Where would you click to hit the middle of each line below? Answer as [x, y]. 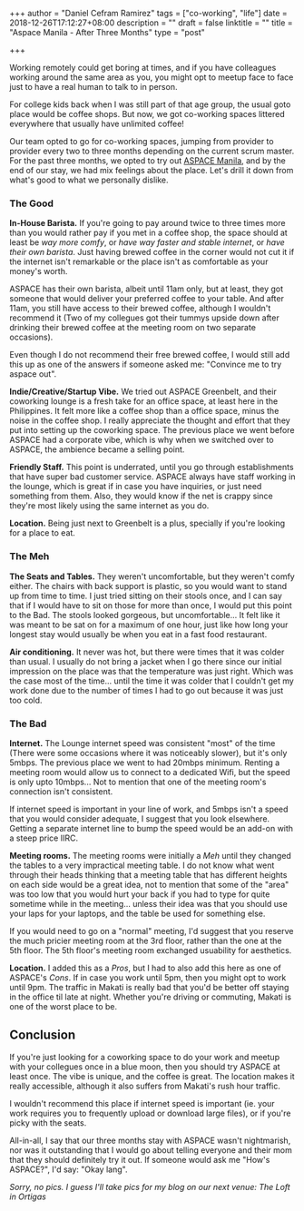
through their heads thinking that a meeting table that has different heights [148, 874]
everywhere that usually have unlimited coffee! [97, 123]
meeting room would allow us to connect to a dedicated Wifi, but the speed [150, 772]
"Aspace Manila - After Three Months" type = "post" [108, 32]
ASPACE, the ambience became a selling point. [97, 449]
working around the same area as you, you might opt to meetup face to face [152, 77]
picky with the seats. [48, 1122]
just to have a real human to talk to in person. [93, 87]
